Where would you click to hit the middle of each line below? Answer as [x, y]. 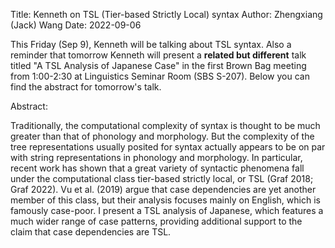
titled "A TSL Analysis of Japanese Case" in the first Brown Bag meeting [158, 65]
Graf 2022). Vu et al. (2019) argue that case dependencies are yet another [163, 189]
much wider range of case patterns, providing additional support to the [156, 221]
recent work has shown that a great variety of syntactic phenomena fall [157, 168]
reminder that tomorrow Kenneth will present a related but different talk [158, 55]
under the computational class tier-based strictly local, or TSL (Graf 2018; [162, 178]
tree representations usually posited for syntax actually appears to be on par [168, 147]
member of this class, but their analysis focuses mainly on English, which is [165, 200]
